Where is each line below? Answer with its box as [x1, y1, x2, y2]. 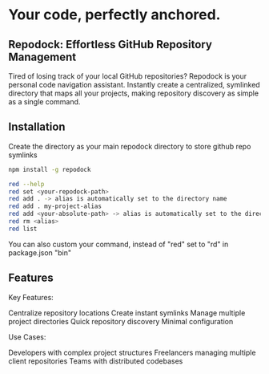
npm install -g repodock [8, 165, 91, 173]
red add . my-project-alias [8, 202, 102, 210]
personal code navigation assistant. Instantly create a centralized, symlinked [8, 80, 260, 89]
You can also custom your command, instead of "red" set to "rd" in [8, 239, 229, 249]
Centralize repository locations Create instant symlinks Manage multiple [8, 307, 246, 318]
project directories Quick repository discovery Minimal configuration [8, 316, 234, 326]
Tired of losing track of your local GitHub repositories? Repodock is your [8, 71, 247, 81]
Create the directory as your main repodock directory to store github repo [8, 141, 251, 151]
